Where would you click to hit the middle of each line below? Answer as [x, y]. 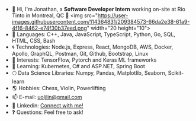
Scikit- [176, 73]
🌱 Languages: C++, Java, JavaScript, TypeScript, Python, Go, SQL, [94, 34]
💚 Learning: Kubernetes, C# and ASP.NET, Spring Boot [78, 66]
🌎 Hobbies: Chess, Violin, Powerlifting [59, 88]
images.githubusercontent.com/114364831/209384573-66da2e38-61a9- [101, 22]
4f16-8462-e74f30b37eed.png [49, 28]
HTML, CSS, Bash [33, 41]
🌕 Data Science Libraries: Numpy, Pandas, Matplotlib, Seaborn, [89, 73]
